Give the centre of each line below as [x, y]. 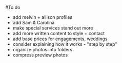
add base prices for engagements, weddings [60, 39]
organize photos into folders [43, 50]
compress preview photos [40, 55]
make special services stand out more [53, 28]
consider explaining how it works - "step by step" [65, 44]
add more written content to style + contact [59, 33]
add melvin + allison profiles [43, 17]
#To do [13, 7]
